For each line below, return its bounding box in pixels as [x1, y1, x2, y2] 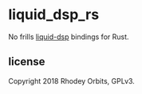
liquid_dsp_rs [8, 6, 100, 24]
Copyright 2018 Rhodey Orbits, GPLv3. [8, 76, 136, 85]
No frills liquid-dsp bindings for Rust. [8, 32, 129, 41]
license [8, 55, 45, 69]
